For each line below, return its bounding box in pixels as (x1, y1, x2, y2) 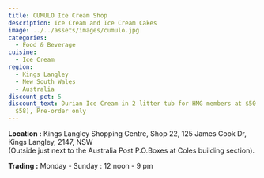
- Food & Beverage (15, 41, 77, 49)
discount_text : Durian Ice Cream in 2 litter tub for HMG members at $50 (8, 100, 257, 108)
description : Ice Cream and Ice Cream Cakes (8, 19, 157, 27)
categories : (8, 33, 47, 42)
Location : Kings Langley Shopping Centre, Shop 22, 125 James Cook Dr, (8, 129, 247, 138)
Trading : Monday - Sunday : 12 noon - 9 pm (8, 161, 153, 170)
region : (8, 63, 34, 71)
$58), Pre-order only (15, 108, 87, 116)
